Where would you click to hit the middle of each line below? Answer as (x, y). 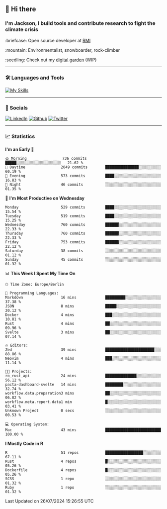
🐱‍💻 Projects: (19, 371)
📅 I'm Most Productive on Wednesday (45, 198)
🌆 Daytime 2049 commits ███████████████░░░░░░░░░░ (83, 167)
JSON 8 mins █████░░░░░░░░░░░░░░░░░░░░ (83, 306)
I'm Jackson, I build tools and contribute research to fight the (80, 23)
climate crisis (22, 29)
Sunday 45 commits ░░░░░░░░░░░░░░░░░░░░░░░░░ (83, 259)
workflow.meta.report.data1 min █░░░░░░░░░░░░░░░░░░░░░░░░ (83, 402)
